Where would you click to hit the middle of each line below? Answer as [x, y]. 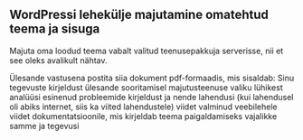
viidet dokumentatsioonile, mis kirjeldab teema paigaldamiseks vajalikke [143, 116]
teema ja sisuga [55, 29]
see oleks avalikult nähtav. [58, 60]
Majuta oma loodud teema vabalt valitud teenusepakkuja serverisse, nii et [147, 51]
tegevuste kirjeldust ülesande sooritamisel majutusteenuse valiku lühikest [146, 87]
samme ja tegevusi [44, 126]
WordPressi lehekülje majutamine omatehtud [139, 15]
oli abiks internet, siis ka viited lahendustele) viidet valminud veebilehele [143, 107]
